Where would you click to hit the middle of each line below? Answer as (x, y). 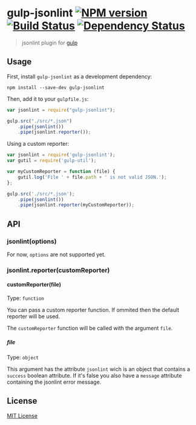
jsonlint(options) (32, 241)
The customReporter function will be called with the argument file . (90, 328)
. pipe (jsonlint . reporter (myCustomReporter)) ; (76, 205)
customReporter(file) (34, 285)
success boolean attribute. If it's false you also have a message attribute (94, 376)
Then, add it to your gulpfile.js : (48, 99)
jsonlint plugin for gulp (50, 42)
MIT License (22, 415)
